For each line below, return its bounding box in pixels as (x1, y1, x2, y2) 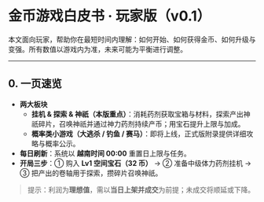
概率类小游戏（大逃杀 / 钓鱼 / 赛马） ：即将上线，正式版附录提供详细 (31, 129, 247, 138)
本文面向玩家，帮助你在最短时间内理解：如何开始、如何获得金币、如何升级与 (8, 35, 256, 44)
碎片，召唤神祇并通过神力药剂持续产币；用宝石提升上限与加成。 (38, 119, 245, 128)
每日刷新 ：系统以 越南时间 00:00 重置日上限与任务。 (19, 149, 191, 158)
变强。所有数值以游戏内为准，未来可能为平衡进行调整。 (8, 44, 187, 53)
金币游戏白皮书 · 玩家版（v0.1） (8, 7, 211, 25)
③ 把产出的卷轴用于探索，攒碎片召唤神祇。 (19, 168, 163, 178)
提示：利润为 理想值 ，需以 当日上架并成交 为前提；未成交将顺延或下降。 (27, 185, 255, 194)
